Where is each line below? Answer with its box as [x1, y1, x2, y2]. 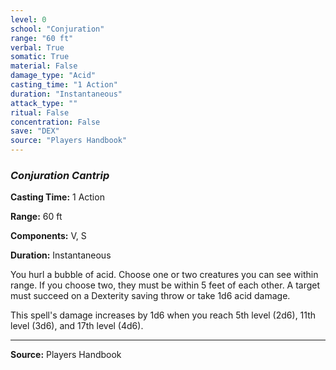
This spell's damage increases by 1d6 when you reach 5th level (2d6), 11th [10, 309, 317, 321]
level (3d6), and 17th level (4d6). [10, 320, 144, 332]
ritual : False [10, 107, 70, 118]
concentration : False [10, 117, 101, 127]
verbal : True [10, 42, 65, 53]
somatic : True [10, 52, 70, 62]
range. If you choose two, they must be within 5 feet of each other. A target [10, 279, 321, 291]
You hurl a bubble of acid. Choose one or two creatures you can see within [10, 269, 319, 281]
